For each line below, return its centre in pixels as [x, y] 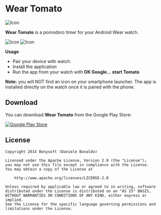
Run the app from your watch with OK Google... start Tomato [76, 72]
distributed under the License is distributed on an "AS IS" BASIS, [78, 191]
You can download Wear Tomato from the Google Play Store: [68, 114]
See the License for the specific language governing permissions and [80, 204]
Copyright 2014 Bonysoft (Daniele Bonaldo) [51, 151]
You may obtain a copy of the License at [49, 169]
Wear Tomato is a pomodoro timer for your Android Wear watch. [72, 32]
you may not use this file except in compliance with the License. [77, 165]
